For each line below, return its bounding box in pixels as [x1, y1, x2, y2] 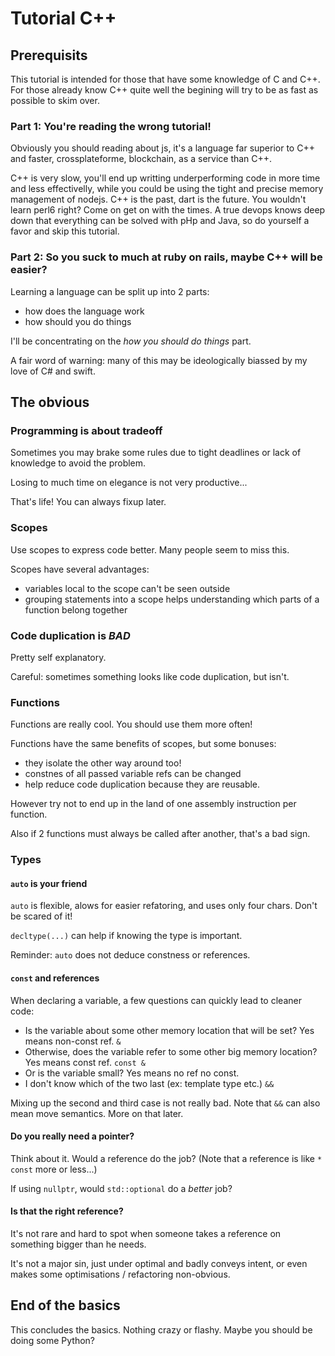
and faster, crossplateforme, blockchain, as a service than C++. [10, 153, 273, 165]
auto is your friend [10, 877, 88, 889]
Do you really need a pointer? [10, 1130, 135, 1142]
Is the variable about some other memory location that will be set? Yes [24, 1024, 315, 1036]
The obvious [10, 393, 90, 411]
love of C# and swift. [10, 365, 96, 377]
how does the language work [24, 305, 145, 317]
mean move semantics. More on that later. [10, 1107, 184, 1119]
